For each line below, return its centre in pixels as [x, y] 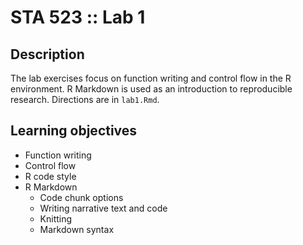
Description [47, 54]
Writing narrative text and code [103, 208]
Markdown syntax [77, 229]
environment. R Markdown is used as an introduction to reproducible [151, 89]
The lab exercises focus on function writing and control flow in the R [151, 78]
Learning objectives [74, 131]
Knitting [56, 218]
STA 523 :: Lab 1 [78, 17]
